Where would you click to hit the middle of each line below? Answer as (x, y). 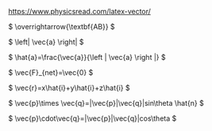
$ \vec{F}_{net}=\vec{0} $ (51, 73)
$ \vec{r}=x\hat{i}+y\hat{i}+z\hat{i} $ (69, 88)
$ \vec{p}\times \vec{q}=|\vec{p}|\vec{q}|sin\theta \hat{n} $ (106, 103)
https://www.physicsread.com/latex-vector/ (79, 11)
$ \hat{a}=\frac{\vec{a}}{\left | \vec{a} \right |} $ (87, 57)
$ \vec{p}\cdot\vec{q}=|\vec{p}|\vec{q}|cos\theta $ (93, 118)
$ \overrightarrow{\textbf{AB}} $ (62, 26)
